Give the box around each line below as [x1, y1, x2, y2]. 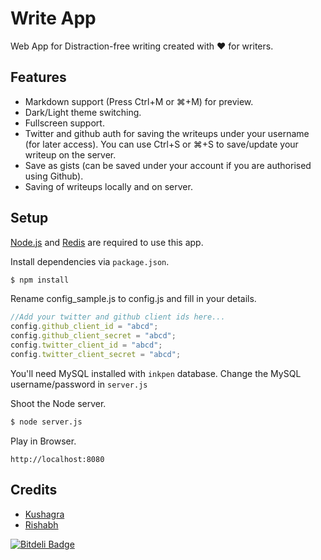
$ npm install [10, 275, 70, 285]
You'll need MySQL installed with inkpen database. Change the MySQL [10, 367, 302, 379]
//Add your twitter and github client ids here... [10, 312, 226, 322]
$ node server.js [10, 417, 83, 427]
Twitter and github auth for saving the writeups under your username [24, 127, 310, 139]
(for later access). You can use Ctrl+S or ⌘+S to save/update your [24, 138, 299, 150]
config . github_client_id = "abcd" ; [10, 322, 159, 332]
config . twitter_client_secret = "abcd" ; [10, 349, 182, 359]
